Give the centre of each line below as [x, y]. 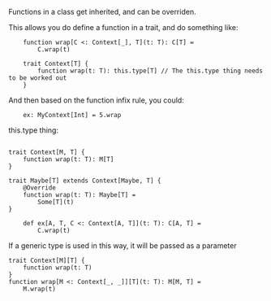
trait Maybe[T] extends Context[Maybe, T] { [85, 181]
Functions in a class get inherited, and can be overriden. [102, 12]
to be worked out [38, 78]
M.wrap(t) [40, 289]
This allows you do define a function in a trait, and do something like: [123, 27]
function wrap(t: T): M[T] [69, 159]
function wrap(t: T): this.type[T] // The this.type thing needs [151, 71]
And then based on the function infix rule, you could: [96, 100]
